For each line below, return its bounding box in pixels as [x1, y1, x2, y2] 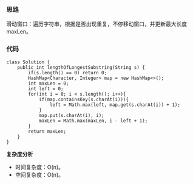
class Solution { [6, 59, 50, 65]
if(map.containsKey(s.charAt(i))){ [38, 96, 129, 102]
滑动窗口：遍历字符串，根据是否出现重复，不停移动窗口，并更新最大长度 [6, 20, 187, 28]
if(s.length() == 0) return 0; [28, 69, 107, 76]
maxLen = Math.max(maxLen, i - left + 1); [38, 118, 148, 124]
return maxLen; [28, 128, 67, 135]
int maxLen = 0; [28, 80, 69, 87]
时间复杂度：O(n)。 [15, 163, 64, 171]
